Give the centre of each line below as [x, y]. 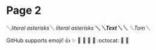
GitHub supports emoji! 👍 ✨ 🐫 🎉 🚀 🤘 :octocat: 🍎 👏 [68, 40]
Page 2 [24, 11]
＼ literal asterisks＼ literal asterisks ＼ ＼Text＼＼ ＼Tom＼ [78, 28]
